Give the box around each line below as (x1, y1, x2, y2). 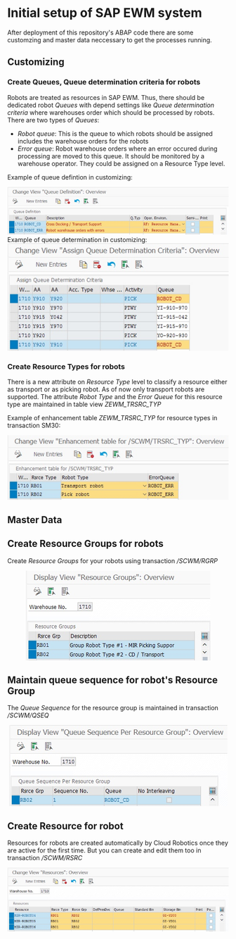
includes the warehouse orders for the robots (17, 137, 149, 145)
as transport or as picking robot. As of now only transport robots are (7, 385, 205, 393)
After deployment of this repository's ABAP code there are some (7, 28, 194, 37)
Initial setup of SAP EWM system (7, 5, 202, 21)
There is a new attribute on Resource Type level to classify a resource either (7, 377, 228, 386)
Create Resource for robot (7, 820, 124, 832)
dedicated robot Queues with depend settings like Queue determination (7, 101, 215, 109)
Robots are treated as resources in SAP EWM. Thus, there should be (7, 93, 205, 101)
